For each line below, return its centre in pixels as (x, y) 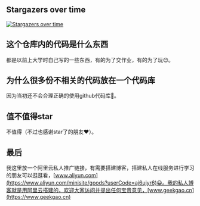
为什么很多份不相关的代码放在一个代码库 (81, 81)
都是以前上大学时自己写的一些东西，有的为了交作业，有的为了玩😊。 (90, 60)
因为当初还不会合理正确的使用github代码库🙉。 (63, 96)
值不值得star (30, 116)
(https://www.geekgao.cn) (39, 197)
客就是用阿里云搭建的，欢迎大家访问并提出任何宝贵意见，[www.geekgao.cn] (100, 191)
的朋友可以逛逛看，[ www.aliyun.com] (52, 176)
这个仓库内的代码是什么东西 (57, 44)
